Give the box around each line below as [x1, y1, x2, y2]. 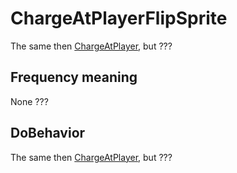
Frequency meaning [10, 69, 138, 86]
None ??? [10, 95, 49, 107]
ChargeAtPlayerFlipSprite [10, 7, 228, 30]
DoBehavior [10, 125, 86, 142]
